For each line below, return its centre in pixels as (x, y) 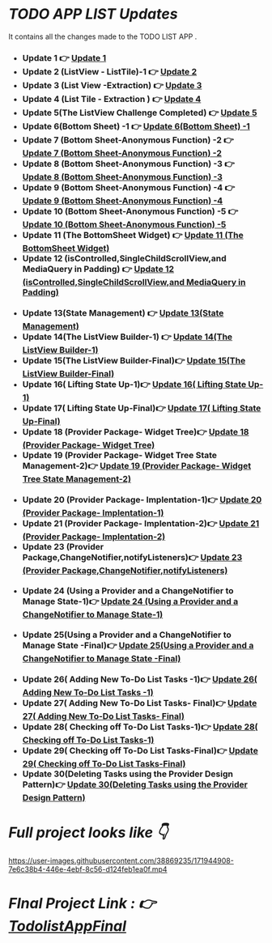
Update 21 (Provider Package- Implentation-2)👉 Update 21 (141, 523)
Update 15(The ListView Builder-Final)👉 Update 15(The (134, 360)
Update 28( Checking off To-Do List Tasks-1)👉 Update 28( (140, 727)
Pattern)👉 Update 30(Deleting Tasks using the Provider (135, 784)
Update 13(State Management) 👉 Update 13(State (123, 312)
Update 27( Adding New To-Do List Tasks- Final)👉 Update (140, 703)
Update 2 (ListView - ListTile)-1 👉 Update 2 (110, 71)
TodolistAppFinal (68, 926)
